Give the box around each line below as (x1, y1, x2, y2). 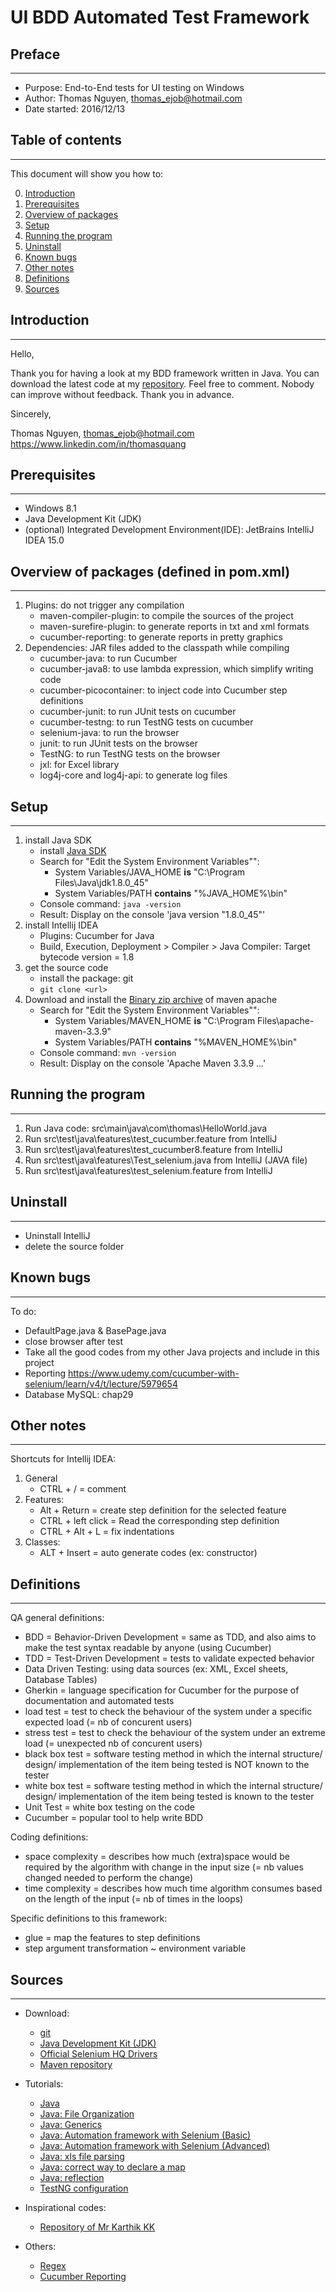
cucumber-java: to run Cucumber (39, 652, 178, 665)
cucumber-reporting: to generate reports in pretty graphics (39, 631, 283, 643)
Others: (24, 2240, 57, 2252)
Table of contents (10, 132, 122, 149)
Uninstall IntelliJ (24, 1229, 91, 1241)
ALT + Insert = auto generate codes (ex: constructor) (39, 1547, 258, 1559)
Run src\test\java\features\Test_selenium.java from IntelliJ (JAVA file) (24, 1154, 308, 1166)
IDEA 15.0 (24, 534, 65, 546)
